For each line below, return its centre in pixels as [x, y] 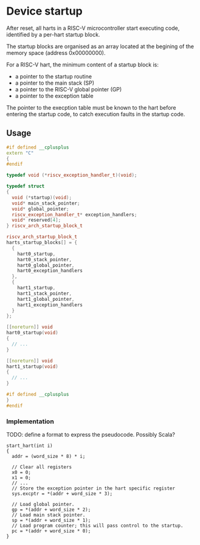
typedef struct [26, 186]
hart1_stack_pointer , [44, 294]
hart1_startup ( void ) [33, 367]
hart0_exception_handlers [50, 271]
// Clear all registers [42, 467]
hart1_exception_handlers [50, 305]
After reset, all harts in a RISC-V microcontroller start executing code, [93, 28]
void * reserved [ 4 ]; [36, 220]
